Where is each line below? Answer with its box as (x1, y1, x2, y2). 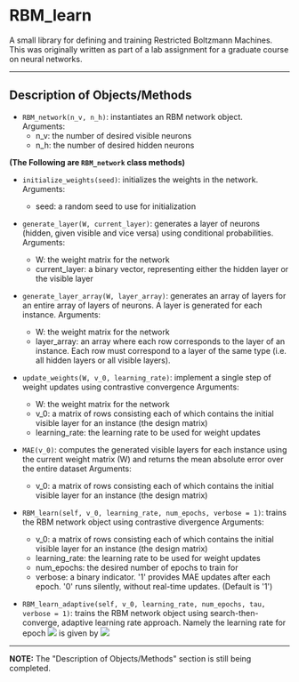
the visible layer (35, 273, 93, 284)
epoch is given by (21, 628, 99, 638)
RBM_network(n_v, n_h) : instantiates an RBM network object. (21, 111, 243, 122)
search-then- (209, 607, 259, 618)
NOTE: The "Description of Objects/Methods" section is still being (9, 653, 252, 663)
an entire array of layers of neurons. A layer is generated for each (21, 300, 263, 310)
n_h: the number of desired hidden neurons (35, 140, 195, 150)
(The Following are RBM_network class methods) (9, 156, 185, 167)
